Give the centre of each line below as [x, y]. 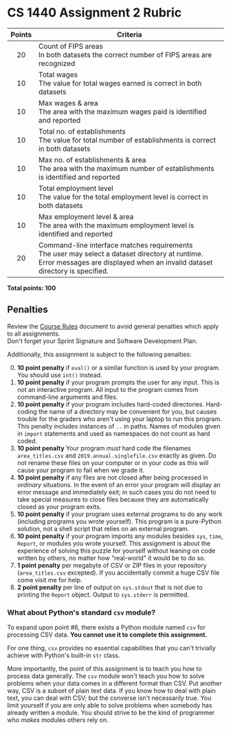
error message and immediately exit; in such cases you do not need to [117, 492]
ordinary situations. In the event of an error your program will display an [119, 484]
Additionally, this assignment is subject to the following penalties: [99, 354]
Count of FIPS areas [71, 46]
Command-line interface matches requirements [116, 245]
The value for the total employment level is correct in [123, 196]
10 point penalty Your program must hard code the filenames [104, 448]
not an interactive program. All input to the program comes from [108, 389]
